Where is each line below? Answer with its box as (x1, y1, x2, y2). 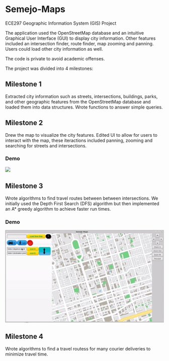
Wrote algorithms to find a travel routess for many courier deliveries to (5, 345, 151, 351)
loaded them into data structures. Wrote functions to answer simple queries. (5, 104, 163, 110)
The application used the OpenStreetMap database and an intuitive (5, 30, 144, 36)
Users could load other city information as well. (5, 46, 103, 52)
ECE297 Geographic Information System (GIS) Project (5, 20, 117, 26)
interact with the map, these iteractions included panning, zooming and (5, 137, 153, 143)
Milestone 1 (5, 80, 42, 88)
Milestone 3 (5, 182, 43, 191)
